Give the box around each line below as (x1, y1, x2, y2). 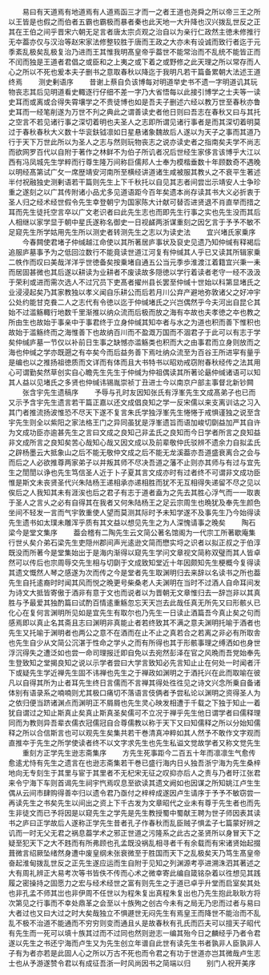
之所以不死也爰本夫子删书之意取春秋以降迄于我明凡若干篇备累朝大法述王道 (14, 67, 261, 76)
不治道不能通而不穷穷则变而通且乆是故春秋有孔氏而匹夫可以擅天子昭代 (29, 918, 261, 928)
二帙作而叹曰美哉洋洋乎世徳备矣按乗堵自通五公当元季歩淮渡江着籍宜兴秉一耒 (8, 257, 261, 267)
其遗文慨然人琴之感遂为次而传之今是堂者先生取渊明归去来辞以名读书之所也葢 (8, 568, 261, 577)
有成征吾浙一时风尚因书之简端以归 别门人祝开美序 (78, 958, 256, 968)
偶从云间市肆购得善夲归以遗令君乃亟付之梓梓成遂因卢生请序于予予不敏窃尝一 (8, 788, 261, 797)
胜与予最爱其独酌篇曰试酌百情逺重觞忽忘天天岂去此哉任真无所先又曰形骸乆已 (8, 598, 261, 607)
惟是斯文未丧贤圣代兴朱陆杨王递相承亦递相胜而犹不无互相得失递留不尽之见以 (8, 477, 261, 487)
